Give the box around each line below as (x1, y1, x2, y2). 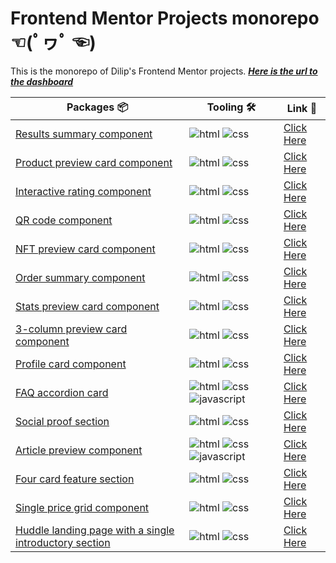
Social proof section (15, 414, 110, 428)
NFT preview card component (15, 242, 156, 256)
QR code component (15, 213, 113, 227)
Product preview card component (15, 155, 173, 169)
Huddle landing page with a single (15, 523, 175, 537)
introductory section (15, 535, 111, 549)
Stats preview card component (15, 299, 160, 313)
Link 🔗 (286, 102, 318, 116)
